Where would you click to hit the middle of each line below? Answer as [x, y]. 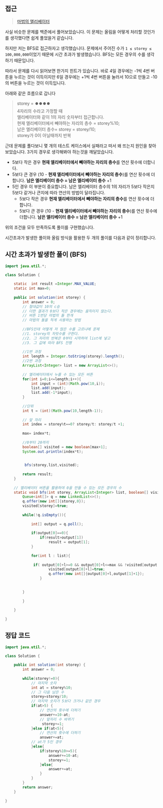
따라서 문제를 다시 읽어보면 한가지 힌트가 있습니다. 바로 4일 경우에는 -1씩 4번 [77, 71]
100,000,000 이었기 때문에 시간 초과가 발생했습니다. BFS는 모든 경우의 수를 [75, 54]
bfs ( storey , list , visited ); [52, 465]
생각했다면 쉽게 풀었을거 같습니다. [42, 38]
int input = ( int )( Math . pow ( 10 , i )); [68, 384]
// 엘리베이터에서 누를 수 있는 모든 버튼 [58, 374]
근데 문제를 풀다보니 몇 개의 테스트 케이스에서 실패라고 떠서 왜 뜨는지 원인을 [76, 146]
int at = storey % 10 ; [52, 688]
